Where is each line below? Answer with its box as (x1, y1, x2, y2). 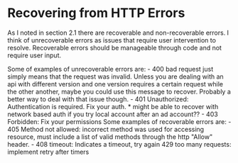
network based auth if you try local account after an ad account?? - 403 (7, 110, 218, 118)
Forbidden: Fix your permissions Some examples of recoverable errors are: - (7, 117, 232, 125)
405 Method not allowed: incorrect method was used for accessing (7, 125, 205, 133)
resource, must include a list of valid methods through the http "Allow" (7, 133, 213, 141)
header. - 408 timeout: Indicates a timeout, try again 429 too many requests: (7, 140, 232, 148)
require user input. (7, 51, 62, 60)
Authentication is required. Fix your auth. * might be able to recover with (7, 102, 219, 111)
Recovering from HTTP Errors (7, 5, 185, 21)
